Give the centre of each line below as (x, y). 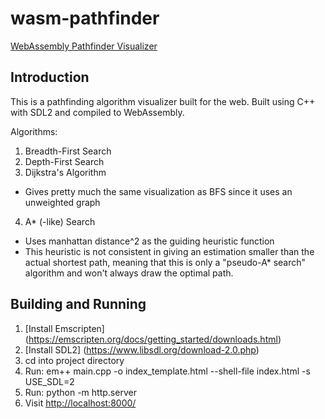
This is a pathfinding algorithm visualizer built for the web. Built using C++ (163, 101)
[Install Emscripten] (64, 328)
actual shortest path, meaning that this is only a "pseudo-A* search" (165, 262)
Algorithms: (34, 131)
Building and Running (78, 304)
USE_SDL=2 (49, 381)
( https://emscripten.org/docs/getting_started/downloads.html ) (153, 339)
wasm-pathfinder (85, 18)
